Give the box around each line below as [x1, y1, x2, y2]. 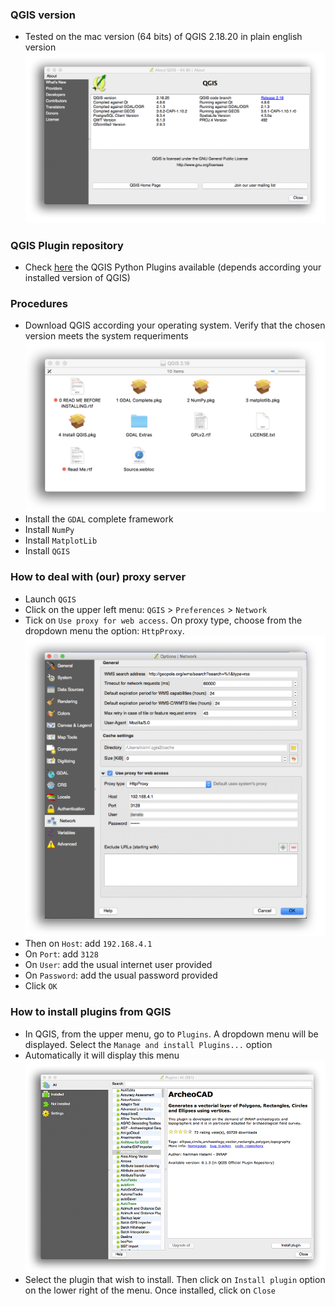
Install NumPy [24, 524, 75, 536]
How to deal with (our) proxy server [10, 570, 187, 584]
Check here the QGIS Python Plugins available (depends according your [24, 261, 322, 273]
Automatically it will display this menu [24, 1049, 180, 1061]
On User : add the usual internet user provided [24, 959, 213, 971]
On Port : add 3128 [24, 948, 99, 960]
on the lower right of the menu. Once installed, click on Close [24, 1284, 276, 1297]
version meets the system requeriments [24, 330, 189, 342]
